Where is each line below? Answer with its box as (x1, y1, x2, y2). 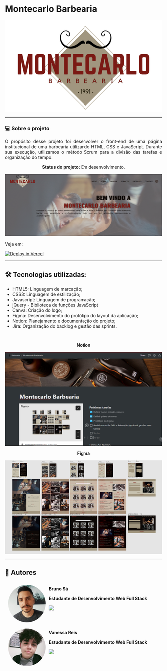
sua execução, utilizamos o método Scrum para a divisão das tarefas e (5, 149, 162, 155)
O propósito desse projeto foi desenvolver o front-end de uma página (5, 138, 162, 144)
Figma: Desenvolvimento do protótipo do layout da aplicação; (12, 313, 138, 319)
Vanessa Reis (49, 630, 77, 636)
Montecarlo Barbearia (5, 3, 98, 15)
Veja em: (5, 241, 23, 247)
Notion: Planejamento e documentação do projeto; (12, 318, 116, 324)
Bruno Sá (49, 586, 68, 592)
